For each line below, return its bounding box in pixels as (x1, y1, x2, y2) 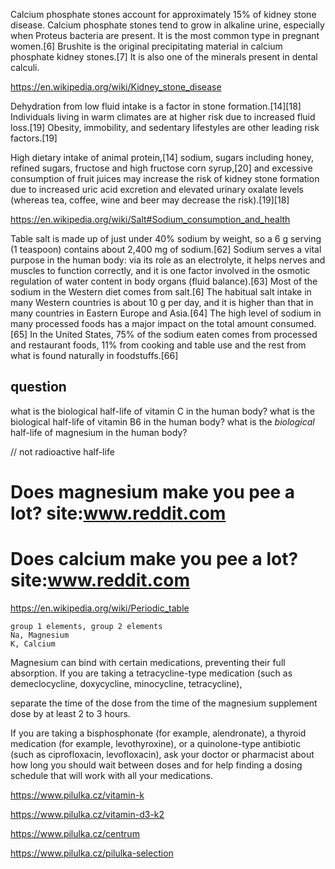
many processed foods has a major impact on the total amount (10, 318, 269, 329)
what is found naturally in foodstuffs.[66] (10, 350, 179, 361)
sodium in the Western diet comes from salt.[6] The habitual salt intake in (10, 286, 312, 298)
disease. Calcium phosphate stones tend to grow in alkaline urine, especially (10, 19, 325, 31)
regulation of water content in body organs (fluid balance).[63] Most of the (10, 275, 318, 287)
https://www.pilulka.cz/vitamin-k (10, 789, 145, 801)
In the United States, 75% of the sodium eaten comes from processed (29, 329, 318, 340)
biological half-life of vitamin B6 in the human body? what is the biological (10, 415, 315, 428)
